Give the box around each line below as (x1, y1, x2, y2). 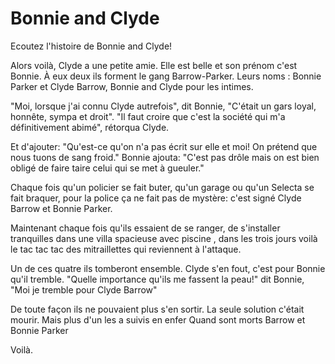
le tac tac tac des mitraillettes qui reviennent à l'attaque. (10, 243, 242, 255)
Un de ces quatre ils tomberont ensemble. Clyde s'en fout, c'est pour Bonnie (10, 262, 326, 274)
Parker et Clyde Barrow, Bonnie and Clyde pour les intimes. (10, 80, 254, 92)
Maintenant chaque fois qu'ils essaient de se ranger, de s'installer (10, 222, 281, 234)
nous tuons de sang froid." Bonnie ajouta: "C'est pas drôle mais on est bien (10, 151, 320, 163)
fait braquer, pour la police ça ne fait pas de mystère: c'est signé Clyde (10, 192, 302, 204)
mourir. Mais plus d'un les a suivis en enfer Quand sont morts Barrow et (10, 313, 306, 326)
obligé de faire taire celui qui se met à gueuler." (10, 162, 205, 174)
